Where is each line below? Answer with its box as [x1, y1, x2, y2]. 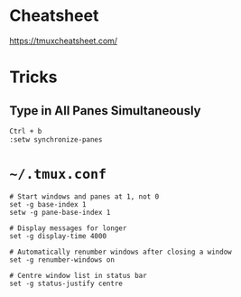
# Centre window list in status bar [9, 271, 147, 280]
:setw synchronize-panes [9, 135, 103, 144]
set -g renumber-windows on [9, 255, 116, 265]
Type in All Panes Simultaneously [9, 103, 201, 118]
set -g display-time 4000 [9, 231, 107, 240]
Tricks [9, 67, 58, 88]
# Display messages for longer [9, 223, 127, 233]
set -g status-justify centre [9, 279, 124, 288]
